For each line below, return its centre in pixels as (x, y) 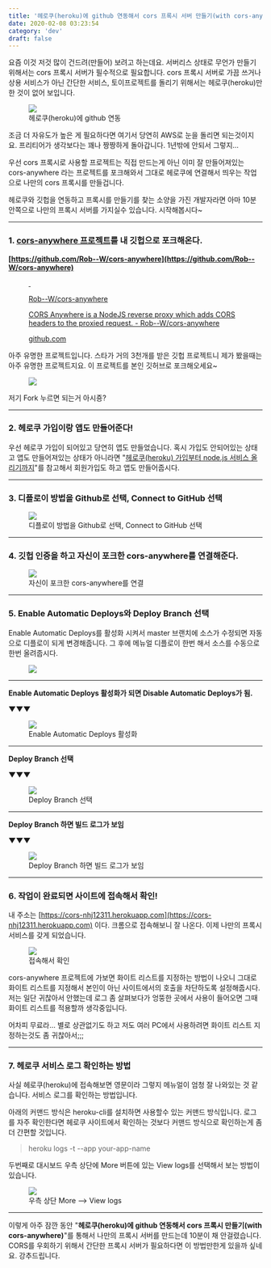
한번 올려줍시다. (33, 653)
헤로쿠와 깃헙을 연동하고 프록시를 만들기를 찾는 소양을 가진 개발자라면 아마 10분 (132, 200)
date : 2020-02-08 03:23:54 (54, 23)
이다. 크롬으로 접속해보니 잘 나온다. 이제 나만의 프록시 (178, 925)
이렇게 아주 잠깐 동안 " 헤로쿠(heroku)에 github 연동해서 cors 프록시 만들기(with (135, 1225)
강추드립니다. (40, 1256)
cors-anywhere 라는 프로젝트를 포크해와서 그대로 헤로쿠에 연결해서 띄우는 (125, 173)
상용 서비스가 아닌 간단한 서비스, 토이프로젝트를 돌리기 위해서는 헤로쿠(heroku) (132, 82)
